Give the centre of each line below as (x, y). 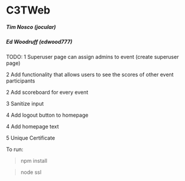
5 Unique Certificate (31, 138)
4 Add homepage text (32, 126)
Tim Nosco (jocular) (31, 27)
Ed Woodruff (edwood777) (39, 42)
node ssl (31, 172)
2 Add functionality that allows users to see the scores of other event (90, 74)
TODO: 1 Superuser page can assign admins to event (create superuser (92, 57)
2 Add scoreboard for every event (47, 92)
